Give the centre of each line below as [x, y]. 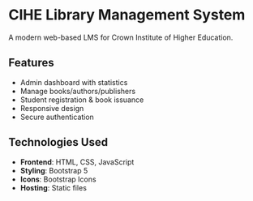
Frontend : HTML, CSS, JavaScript [77, 162]
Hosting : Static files [54, 187]
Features [31, 63]
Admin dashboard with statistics [74, 82]
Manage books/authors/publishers [78, 91]
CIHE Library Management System [127, 15]
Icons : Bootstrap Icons [58, 179]
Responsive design [52, 108]
